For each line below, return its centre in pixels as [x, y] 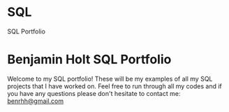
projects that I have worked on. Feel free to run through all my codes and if [114, 86]
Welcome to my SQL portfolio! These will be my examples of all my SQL [110, 79]
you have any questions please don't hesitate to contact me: [94, 93]
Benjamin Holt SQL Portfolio [89, 59]
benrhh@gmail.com [36, 101]
